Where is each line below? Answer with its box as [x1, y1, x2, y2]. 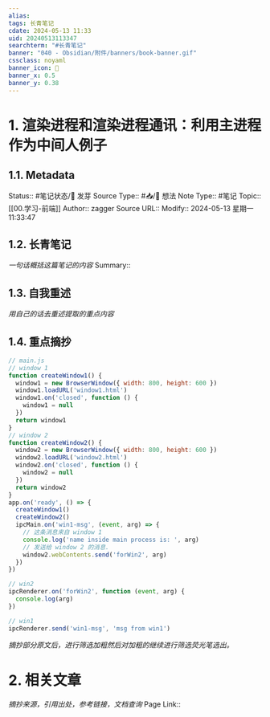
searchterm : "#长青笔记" [8, 42, 87, 50]
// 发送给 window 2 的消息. [22, 543, 110, 551]
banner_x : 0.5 [8, 71, 56, 79]
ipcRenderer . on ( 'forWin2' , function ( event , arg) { [8, 588, 185, 596]
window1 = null [22, 401, 74, 409]
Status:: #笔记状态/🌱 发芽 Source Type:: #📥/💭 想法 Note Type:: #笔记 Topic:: [8, 190, 262, 201]
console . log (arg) [15, 595, 74, 603]
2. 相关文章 [8, 671, 82, 689]
